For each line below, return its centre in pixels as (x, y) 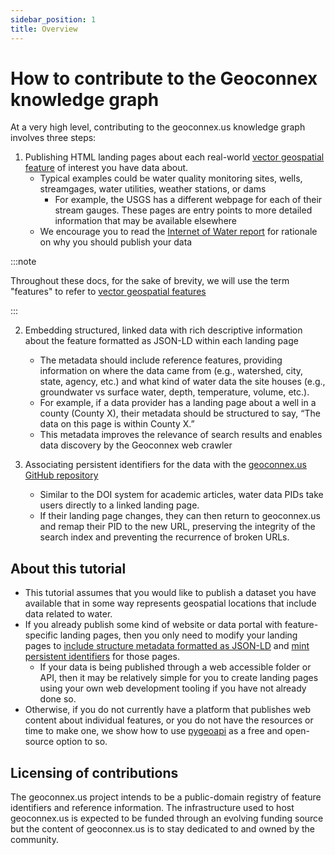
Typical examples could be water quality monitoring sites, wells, (171, 178)
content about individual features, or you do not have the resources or (169, 720)
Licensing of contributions (94, 772)
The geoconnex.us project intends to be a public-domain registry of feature (166, 797)
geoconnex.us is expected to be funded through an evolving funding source (167, 818)
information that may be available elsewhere (146, 221)
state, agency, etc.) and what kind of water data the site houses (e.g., (182, 382)
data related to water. (68, 614)
